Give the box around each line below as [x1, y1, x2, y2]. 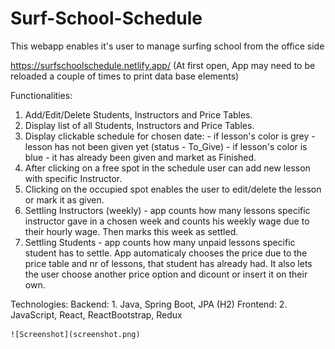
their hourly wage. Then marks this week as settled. [24, 225, 239, 237]
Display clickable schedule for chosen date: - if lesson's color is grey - [24, 130, 316, 142]
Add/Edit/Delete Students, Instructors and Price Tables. [24, 108, 253, 121]
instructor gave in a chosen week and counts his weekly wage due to [24, 215, 310, 227]
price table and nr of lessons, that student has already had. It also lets [24, 257, 313, 269]
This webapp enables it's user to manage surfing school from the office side [10, 40, 325, 52]
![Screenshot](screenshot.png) [10, 329, 141, 339]
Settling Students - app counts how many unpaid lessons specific [24, 236, 296, 248]
